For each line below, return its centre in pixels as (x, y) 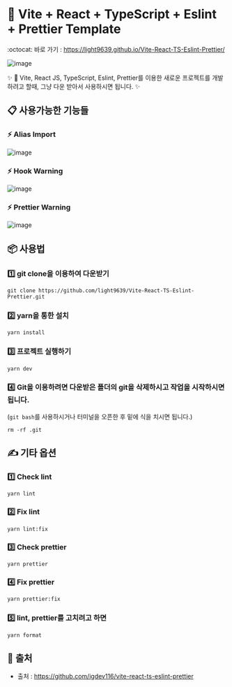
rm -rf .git (24, 430)
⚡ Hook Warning (35, 171)
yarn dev (20, 369)
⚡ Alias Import (31, 134)
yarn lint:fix (28, 529)
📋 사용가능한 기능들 (48, 111)
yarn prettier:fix (34, 599)
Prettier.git (26, 296)
